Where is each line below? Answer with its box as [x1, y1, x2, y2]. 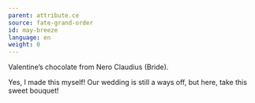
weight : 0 [8, 41, 41, 49]
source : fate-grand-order [8, 19, 93, 27]
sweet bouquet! [8, 86, 59, 95]
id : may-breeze [8, 26, 58, 34]
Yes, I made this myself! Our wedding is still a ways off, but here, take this [8, 78, 247, 87]
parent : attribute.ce [8, 11, 80, 20]
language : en [8, 33, 51, 42]
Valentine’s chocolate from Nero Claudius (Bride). [8, 62, 169, 72]
